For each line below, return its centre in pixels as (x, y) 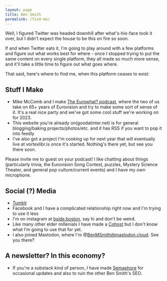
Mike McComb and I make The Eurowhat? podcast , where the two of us (86, 102)
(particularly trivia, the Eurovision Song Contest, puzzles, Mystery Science (82, 164)
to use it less (25, 213)
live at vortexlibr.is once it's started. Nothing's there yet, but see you (83, 144)
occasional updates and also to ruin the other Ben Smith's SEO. (77, 273)
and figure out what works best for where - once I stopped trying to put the (82, 53)
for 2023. (22, 117)
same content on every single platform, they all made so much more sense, (82, 59)
